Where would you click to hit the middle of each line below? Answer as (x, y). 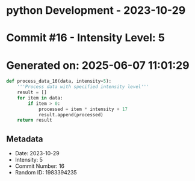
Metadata (25, 139)
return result (35, 120)
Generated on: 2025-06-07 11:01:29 (98, 65)
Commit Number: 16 (40, 166)
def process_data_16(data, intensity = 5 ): (59, 82)
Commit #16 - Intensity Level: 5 (86, 38)
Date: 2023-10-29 (37, 153)
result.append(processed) (71, 114)
